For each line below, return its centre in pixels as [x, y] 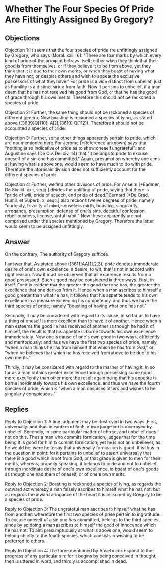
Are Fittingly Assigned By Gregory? [79, 20]
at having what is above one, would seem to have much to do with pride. [79, 164]
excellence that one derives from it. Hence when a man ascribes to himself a [83, 290]
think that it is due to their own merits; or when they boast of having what [80, 71]
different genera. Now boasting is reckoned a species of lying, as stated [79, 117]
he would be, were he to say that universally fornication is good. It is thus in [82, 447]
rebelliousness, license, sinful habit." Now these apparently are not [73, 216]
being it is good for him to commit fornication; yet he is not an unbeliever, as [83, 442]
